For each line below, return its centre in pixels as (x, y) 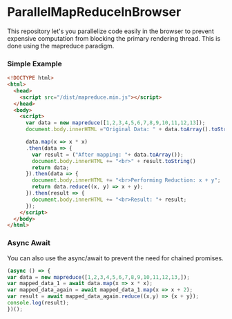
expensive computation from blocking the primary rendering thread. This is (114, 38)
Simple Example (35, 64)
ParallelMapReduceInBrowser (94, 12)
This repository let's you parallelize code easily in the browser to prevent (110, 31)
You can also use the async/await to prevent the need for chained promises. (115, 258)
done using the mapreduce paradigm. (61, 46)
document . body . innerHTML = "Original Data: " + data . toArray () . (118, 129)
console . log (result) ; (38, 303)
